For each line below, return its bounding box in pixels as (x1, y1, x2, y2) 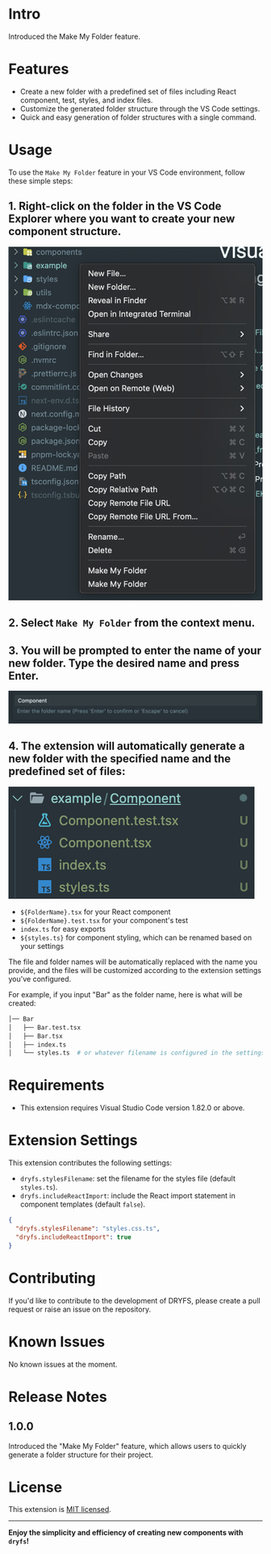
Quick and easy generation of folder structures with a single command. (19, 112, 256, 122)
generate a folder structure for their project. (8, 1450, 153, 1459)
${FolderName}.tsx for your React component (19, 907, 171, 916)
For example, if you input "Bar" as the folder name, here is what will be (8, 989, 243, 999)
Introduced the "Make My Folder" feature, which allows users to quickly (8, 1441, 247, 1451)
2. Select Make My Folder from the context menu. (8, 616, 256, 630)
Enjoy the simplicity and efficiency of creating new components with (8, 1528, 244, 1538)
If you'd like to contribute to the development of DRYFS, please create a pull (8, 1295, 261, 1305)
